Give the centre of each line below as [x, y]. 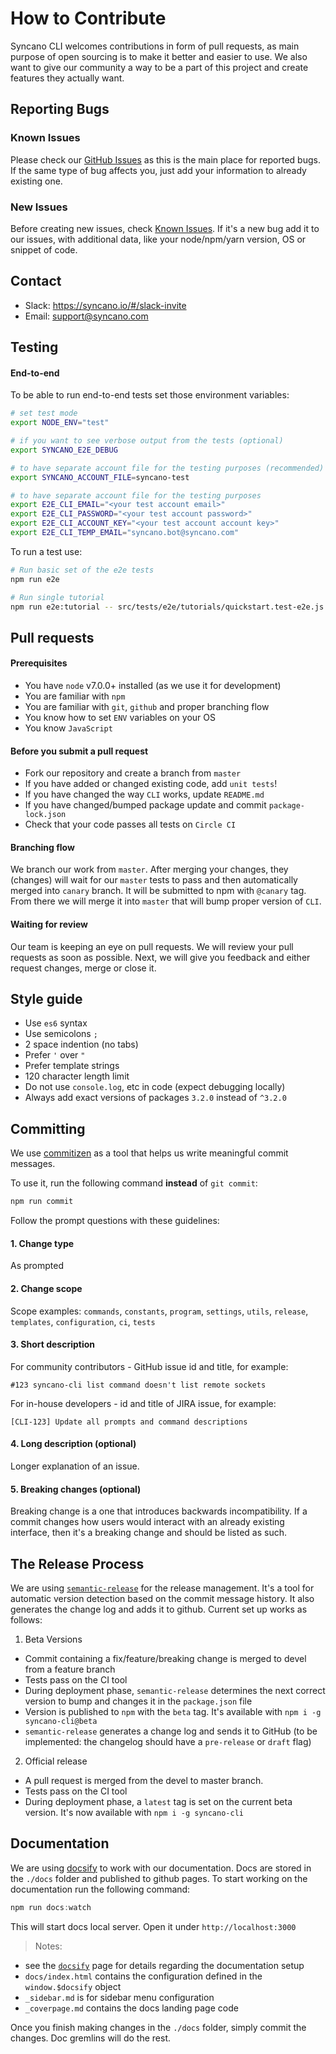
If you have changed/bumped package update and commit [145, 805]
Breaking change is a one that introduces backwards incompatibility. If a [159, 1511]
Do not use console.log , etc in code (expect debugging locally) [155, 1087]
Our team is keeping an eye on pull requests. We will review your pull [152, 946]
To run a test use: [46, 551]
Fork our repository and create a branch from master [133, 773]
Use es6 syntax [56, 1023]
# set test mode [44, 413]
